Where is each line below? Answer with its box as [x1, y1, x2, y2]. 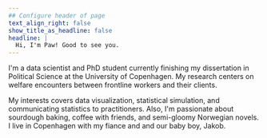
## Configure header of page [8, 11, 106, 20]
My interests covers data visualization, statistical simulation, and [8, 96, 220, 105]
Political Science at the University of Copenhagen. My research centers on [8, 72, 254, 81]
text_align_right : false [8, 19, 91, 27]
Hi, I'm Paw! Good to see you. [15, 41, 120, 49]
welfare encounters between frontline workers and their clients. [8, 81, 217, 90]
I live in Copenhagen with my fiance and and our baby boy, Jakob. [8, 121, 226, 131]
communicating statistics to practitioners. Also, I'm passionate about [8, 104, 234, 114]
